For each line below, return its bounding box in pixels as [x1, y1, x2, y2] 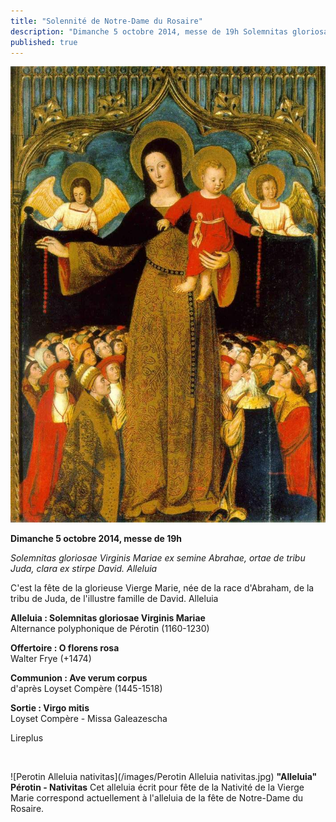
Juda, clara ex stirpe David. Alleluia [10, 563, 158, 575]
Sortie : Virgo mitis [10, 702, 90, 714]
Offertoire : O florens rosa [10, 642, 120, 654]
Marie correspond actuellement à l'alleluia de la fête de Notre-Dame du [10, 792, 304, 804]
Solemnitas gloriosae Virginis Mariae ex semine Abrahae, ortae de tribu [10, 552, 306, 564]
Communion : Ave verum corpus [10, 672, 148, 684]
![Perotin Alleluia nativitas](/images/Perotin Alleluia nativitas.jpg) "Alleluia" [10, 771, 318, 783]
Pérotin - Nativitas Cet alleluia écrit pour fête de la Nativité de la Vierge [10, 781, 305, 794]
